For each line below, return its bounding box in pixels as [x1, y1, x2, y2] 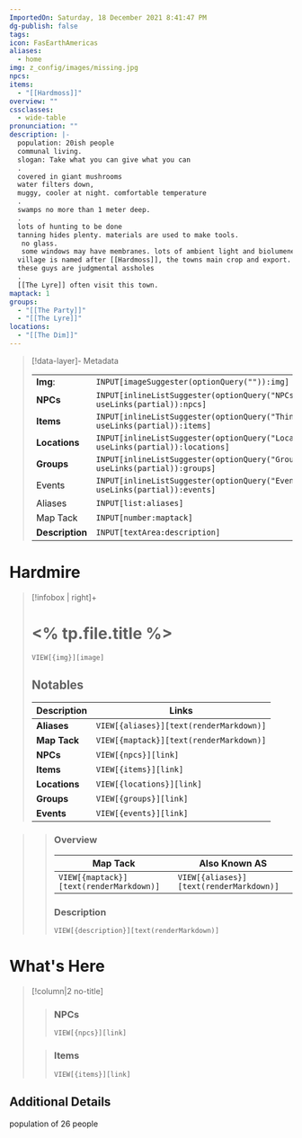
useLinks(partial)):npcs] [95, 399, 207, 409]
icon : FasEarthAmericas [9, 38, 99, 48]
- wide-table [17, 113, 67, 122]
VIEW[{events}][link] [95, 808, 189, 818]
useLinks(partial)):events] [95, 485, 217, 494]
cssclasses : [9, 105, 54, 114]
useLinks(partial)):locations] [95, 441, 230, 452]
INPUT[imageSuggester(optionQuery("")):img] [95, 377, 289, 387]
